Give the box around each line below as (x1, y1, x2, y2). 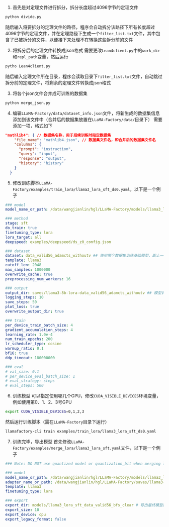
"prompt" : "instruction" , (18, 147, 73, 152)
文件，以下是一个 (120, 445, 156, 451)
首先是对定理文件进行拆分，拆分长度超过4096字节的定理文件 (12, 5, 139, 10)
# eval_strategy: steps (5, 378, 55, 383)
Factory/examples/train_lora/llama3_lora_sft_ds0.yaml (12, 187, 130, 192)
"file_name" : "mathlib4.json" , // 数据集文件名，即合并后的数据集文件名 (14, 137, 156, 142)
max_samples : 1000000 (5, 267, 51, 272)
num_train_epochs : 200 (5, 337, 53, 342)
